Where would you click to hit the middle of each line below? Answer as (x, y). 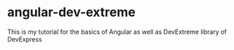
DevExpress (25, 39)
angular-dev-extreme (71, 12)
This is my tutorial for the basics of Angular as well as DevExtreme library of (117, 32)
